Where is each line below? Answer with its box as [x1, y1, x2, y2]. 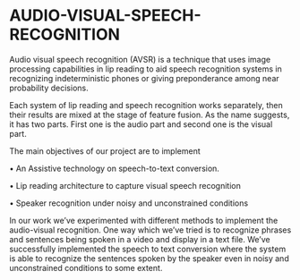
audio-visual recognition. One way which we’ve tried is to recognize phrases [9, 225, 292, 235]
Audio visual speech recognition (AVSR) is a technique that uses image [9, 54, 271, 64]
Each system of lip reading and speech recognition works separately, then [9, 99, 284, 110]
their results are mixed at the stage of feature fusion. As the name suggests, [9, 109, 290, 120]
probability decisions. [9, 82, 89, 93]
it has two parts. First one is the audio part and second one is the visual [9, 118, 273, 130]
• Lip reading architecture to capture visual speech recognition [9, 180, 242, 191]
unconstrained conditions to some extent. [9, 262, 163, 273]
